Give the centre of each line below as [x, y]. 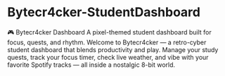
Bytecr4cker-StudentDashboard [104, 12]
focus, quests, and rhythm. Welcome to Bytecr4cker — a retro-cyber [107, 42]
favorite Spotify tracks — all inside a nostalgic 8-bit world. [91, 65]
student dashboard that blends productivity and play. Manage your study [113, 49]
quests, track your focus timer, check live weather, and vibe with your [108, 57]
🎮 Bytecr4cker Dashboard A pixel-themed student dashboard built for [110, 32]
